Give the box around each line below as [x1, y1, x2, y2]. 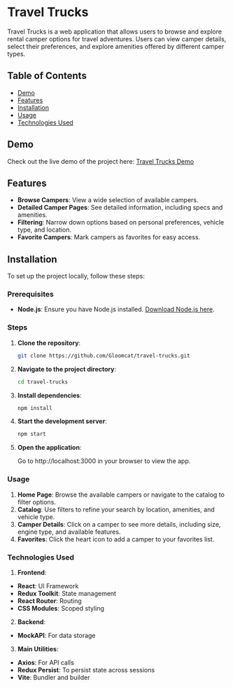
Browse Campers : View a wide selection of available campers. [17, 196, 199, 204]
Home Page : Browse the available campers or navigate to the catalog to [17, 490, 225, 499]
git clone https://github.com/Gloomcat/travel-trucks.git [17, 352, 190, 359]
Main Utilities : [17, 644, 59, 653]
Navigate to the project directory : [17, 364, 117, 373]
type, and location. [17, 225, 72, 234]
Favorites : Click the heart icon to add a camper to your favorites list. [17, 534, 215, 543]
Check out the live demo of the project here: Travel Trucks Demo [7, 157, 195, 165]
